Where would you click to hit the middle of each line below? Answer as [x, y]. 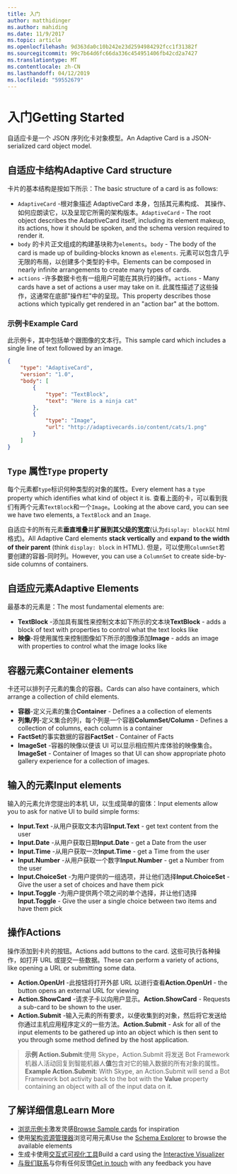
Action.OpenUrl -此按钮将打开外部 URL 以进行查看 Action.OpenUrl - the [122, 982]
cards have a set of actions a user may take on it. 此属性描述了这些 [115, 287]
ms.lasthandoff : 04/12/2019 [49, 73]
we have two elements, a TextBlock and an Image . [79, 515]
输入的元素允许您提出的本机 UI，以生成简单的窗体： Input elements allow [112, 803]
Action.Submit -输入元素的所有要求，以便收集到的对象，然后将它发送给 [122, 1015]
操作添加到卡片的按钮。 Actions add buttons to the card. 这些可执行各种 [111, 951]
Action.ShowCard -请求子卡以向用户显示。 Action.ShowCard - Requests [124, 999]
